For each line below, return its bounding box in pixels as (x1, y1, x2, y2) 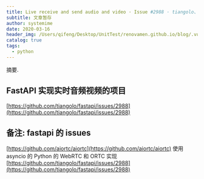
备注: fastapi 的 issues (6, 127, 91, 138)
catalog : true (6, 37, 42, 43)
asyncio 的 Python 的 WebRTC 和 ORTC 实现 (6, 153, 117, 160)
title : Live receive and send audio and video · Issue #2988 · (6, 9, 170, 15)
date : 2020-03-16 (6, 26, 50, 32)
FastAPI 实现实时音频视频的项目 (6, 86, 126, 96)
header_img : (6, 32, 36, 38)
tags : (6, 43, 20, 49)
